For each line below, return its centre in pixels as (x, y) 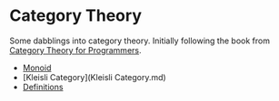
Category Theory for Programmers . (75, 50)
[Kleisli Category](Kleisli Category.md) (94, 77)
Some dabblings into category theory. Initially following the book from (140, 41)
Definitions (43, 87)
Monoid (37, 68)
